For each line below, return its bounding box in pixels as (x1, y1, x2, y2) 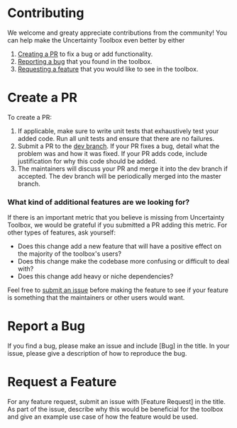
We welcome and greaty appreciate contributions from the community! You (7, 28, 228, 37)
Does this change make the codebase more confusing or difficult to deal (17, 257, 229, 266)
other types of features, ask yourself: (7, 228, 116, 237)
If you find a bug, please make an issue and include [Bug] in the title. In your (7, 342, 230, 350)
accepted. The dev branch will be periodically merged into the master (17, 171, 221, 180)
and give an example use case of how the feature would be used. (7, 412, 199, 421)
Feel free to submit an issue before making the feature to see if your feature (7, 286, 228, 295)
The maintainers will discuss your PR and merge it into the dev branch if (17, 164, 228, 173)
